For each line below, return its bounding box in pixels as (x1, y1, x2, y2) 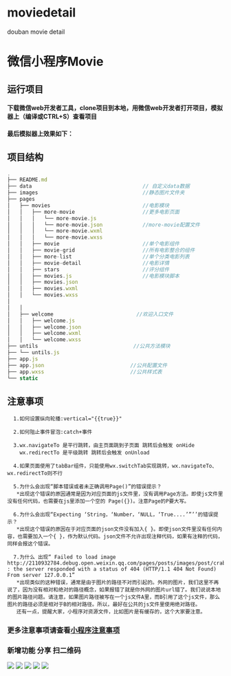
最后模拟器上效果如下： (7, 129, 74, 138)
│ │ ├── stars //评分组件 (7, 266, 170, 273)
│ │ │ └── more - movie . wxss (7, 234, 103, 241)
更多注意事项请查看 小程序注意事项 (7, 626, 120, 635)
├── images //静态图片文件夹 (7, 189, 185, 197)
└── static (7, 375, 38, 382)
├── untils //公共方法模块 (7, 342, 170, 350)
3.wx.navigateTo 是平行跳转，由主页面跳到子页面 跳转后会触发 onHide (13, 442, 195, 449)
